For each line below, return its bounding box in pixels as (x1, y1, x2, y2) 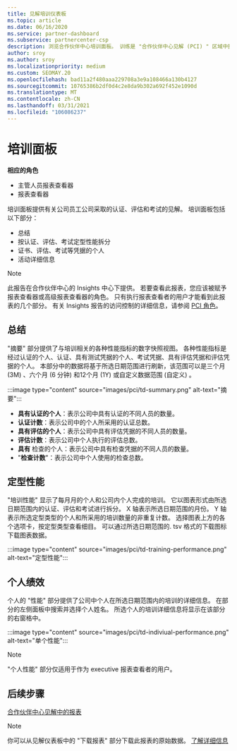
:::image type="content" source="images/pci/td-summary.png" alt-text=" (7, 385, 221, 393)
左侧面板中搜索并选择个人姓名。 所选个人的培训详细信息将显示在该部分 (19, 605, 226, 613)
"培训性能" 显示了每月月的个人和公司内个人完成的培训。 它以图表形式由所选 (7, 496, 227, 504)
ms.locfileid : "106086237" (7, 109, 87, 116)
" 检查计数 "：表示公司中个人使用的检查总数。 (17, 453, 147, 462)
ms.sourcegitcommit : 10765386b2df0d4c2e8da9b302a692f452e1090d (7, 83, 197, 90)
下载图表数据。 (7, 531, 51, 539)
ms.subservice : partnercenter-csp (7, 37, 109, 44)
